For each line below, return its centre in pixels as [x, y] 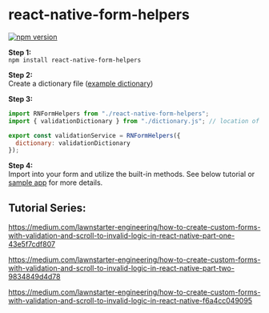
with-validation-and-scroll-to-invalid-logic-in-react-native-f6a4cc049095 [130, 301]
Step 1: [20, 52]
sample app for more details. [56, 183]
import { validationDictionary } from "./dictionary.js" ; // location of [134, 121]
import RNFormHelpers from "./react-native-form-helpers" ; [109, 114]
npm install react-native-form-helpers [75, 60]
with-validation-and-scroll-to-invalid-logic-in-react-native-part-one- [122, 236]
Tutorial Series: [47, 208]
